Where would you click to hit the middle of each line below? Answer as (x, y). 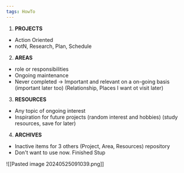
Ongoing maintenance (42, 75)
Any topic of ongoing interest (50, 110)
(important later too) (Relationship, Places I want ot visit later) (89, 88)
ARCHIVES (28, 135)
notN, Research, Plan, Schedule (53, 46)
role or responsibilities (42, 69)
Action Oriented (34, 40)
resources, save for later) (45, 123)
